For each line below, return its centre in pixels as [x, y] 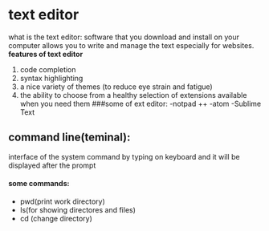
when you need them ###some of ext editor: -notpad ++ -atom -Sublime [141, 103]
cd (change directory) [56, 218]
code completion [48, 69]
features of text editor [46, 54]
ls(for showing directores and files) [78, 209]
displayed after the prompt [52, 165]
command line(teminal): [69, 138]
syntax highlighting [51, 78]
